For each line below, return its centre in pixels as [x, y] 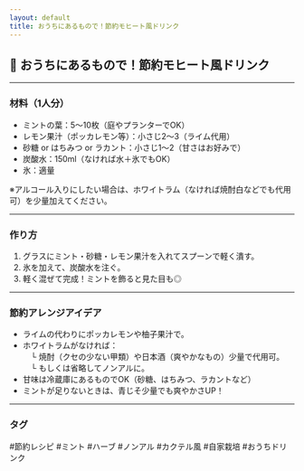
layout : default [40, 18]
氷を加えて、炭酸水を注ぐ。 [74, 267]
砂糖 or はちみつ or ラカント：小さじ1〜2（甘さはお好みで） [134, 147]
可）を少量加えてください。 [61, 201]
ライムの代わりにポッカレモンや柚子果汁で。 [105, 334]
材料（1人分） [39, 103]
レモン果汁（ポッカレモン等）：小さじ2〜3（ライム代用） [128, 136]
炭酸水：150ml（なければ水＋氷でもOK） [99, 158]
